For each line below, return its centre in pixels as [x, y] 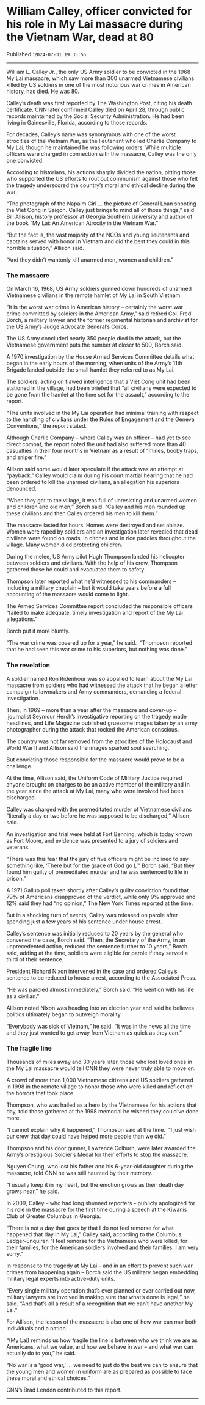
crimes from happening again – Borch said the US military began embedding [102, 1272]
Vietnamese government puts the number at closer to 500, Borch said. [95, 345]
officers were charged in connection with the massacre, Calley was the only [102, 153]
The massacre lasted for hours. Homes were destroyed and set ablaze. [95, 525]
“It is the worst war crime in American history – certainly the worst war [95, 307]
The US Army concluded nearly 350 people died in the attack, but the [94, 339]
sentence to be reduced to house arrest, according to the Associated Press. [102, 978]
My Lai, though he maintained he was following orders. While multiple [94, 147]
